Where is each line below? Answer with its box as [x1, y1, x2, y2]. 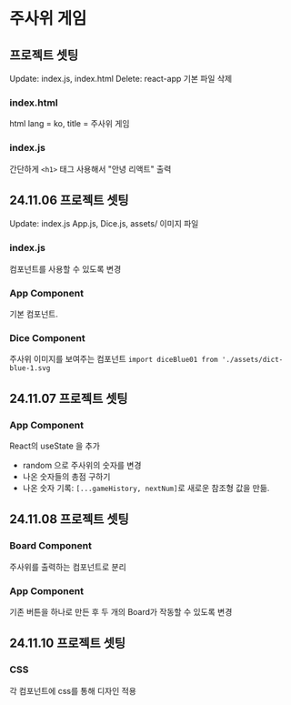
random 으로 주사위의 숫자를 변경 [22, 459, 142, 470]
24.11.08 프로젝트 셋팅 [9, 511, 129, 528]
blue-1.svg [9, 364, 51, 373]
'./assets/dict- [221, 356, 284, 365]
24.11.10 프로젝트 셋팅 [9, 636, 125, 651]
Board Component [9, 539, 93, 552]
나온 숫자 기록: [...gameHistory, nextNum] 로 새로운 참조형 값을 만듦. [22, 482, 270, 493]
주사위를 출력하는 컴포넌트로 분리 [9, 561, 127, 572]
